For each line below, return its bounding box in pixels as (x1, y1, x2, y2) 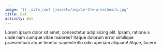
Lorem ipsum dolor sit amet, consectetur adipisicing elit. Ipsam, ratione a (5, 30, 150, 35)
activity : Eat (5, 16, 34, 21)
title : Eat (5, 12, 27, 17)
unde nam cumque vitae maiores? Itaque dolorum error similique (5, 34, 134, 40)
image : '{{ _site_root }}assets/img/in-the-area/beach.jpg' (5, 7, 129, 12)
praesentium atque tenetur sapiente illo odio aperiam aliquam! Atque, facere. (5, 40, 158, 46)
